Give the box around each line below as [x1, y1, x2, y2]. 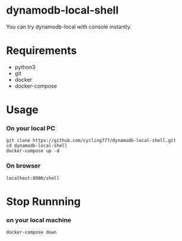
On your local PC [6, 124, 55, 132]
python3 [14, 63, 36, 70]
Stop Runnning [6, 195, 81, 208]
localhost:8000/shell [6, 175, 60, 181]
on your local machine [6, 216, 72, 224]
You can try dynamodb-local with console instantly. [6, 23, 132, 30]
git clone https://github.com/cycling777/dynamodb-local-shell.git [6, 137, 177, 144]
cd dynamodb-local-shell [6, 143, 68, 149]
